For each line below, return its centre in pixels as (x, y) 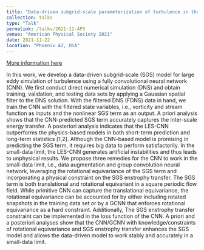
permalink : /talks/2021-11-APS (46, 29)
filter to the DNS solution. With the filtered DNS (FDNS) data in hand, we (96, 100)
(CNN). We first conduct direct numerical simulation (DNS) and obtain (93, 87)
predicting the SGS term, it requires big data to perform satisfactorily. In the (100, 145)
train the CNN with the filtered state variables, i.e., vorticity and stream (95, 107)
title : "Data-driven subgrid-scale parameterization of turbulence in (97, 12)
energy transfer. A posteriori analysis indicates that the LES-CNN (87, 126)
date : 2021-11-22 (28, 40)
